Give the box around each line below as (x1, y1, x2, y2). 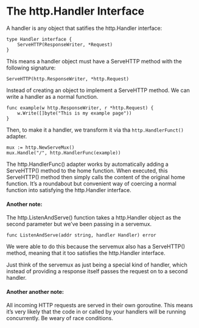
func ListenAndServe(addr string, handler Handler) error (6, 232, 156, 238)
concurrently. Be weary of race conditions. (6, 315, 114, 322)
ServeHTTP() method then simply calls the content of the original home (6, 173, 186, 180)
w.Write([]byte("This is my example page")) (17, 110, 132, 116)
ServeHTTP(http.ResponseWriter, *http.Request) (6, 76, 130, 82)
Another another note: (6, 288, 64, 295)
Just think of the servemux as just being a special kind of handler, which (6, 261, 187, 269)
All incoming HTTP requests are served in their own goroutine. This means (6, 302, 194, 309)
